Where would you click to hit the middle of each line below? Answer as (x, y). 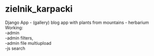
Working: (14, 27)
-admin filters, (19, 38)
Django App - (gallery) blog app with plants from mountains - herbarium (77, 22)
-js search (15, 48)
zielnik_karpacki (39, 9)
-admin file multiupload (28, 43)
